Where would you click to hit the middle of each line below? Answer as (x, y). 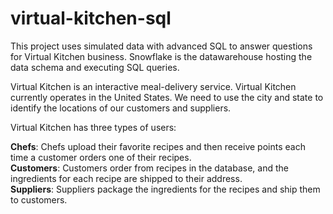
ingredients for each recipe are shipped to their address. (126, 178)
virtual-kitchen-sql (91, 18)
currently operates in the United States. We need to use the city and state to (167, 97)
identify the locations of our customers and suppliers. (121, 108)
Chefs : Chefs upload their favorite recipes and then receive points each (158, 146)
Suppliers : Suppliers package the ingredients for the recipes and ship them (165, 189)
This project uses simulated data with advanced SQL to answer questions (161, 46)
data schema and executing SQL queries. (95, 67)
